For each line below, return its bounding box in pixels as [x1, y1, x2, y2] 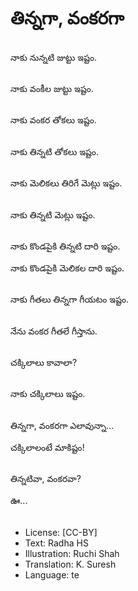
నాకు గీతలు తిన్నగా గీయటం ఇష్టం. [10, 293, 130, 306]
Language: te [24, 568, 80, 581]
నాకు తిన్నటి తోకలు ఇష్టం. [10, 145, 99, 157]
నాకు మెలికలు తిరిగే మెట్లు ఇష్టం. [10, 177, 123, 189]
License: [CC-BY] [24, 526, 98, 538]
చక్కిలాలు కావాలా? [10, 357, 78, 369]
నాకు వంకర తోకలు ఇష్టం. [10, 114, 97, 126]
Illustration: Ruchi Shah [24, 547, 120, 559]
